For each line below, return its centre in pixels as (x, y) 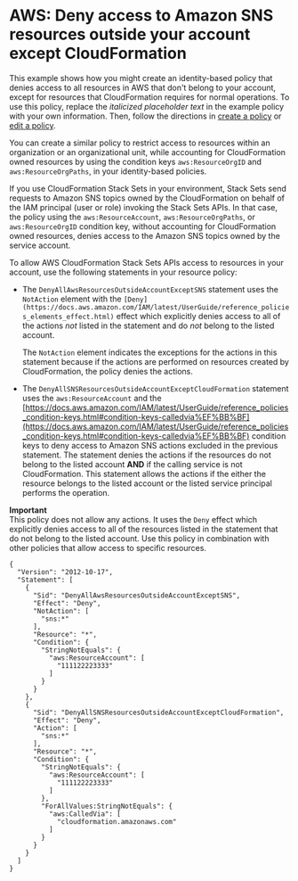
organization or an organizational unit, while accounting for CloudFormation (148, 152)
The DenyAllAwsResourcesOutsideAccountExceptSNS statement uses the (150, 289)
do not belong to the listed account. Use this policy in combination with (139, 538)
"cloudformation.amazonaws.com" (117, 821)
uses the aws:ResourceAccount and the (92, 398)
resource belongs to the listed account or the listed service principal (147, 483)
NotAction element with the (72, 299)
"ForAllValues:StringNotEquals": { (107, 806)
